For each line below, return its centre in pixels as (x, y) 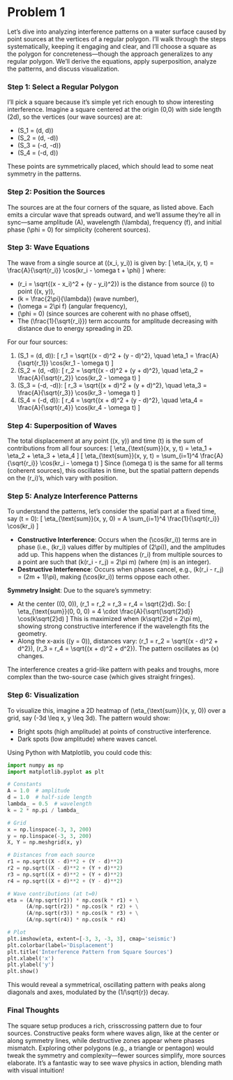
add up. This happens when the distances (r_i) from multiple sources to (120, 555)
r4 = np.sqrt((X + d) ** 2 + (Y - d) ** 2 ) (65, 881)
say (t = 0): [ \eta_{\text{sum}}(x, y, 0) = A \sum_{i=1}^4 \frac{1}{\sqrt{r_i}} (113, 519)
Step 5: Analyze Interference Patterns (73, 496)
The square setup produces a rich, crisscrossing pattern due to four (105, 1025)
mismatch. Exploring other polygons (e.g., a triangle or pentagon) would (111, 1048)
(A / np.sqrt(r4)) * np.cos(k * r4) (76, 920)
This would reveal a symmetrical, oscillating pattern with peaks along (106, 985)
